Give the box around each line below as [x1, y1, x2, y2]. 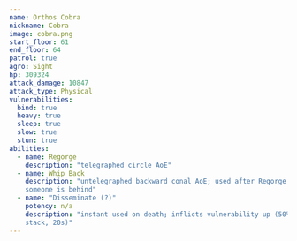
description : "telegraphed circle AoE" [25, 161, 172, 169]
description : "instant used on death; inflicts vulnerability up [25, 209, 271, 219]
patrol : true [9, 54, 57, 63]
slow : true [17, 128, 57, 137]
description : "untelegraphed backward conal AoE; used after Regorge [25, 177, 287, 186]
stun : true [17, 136, 57, 145]
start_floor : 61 [9, 37, 69, 47]
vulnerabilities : [9, 94, 73, 104]
